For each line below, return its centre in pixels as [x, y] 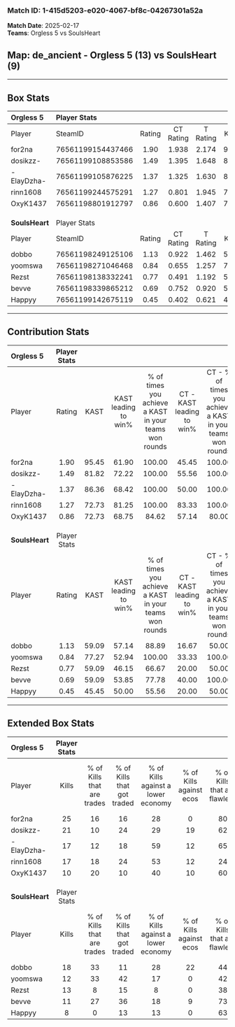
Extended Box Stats [51, 723]
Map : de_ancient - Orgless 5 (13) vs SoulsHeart [112, 55]
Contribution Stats [48, 332]
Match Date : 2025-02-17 [43, 26]
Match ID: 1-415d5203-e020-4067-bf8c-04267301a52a [105, 10]
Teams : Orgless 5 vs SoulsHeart [54, 33]
